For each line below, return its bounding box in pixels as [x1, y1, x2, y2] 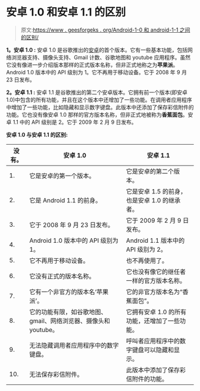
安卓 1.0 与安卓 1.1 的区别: [6, 131, 68, 138]
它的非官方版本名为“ [126, 287, 183, 296]
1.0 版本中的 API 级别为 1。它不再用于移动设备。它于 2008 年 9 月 [26, 68, 187, 76]
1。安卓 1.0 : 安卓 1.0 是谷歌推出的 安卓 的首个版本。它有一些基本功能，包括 [6, 46, 188, 54]
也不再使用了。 [126, 257, 168, 265]
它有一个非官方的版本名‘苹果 [29, 287, 109, 296]
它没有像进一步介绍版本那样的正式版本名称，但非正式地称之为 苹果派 [6, 61, 173, 68]
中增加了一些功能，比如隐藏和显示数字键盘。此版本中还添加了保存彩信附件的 [6, 104, 194, 111]
